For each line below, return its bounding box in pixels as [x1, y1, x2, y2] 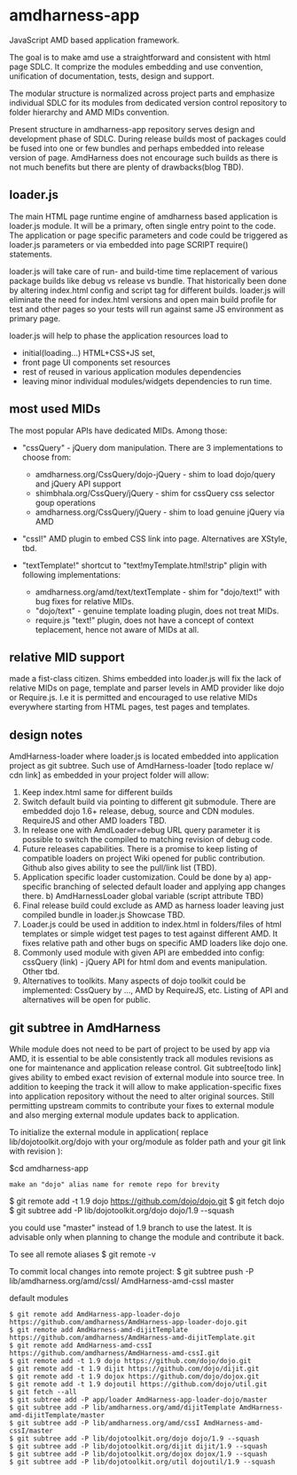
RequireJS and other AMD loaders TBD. [21, 816, 167, 826]
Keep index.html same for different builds [21, 787, 173, 798]
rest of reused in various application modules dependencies [21, 366, 242, 377]
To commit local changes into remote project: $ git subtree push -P [9, 1266, 254, 1276]
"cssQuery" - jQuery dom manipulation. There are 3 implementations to [21, 442, 284, 453]
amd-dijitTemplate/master [9, 1411, 105, 1420]
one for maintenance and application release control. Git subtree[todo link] [9, 1062, 282, 1073]
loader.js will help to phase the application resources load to [9, 330, 229, 341]
